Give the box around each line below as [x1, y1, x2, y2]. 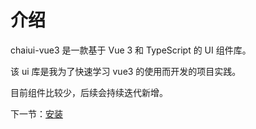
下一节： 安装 [10, 107, 63, 120]
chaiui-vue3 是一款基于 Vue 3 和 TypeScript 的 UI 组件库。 [10, 44, 252, 56]
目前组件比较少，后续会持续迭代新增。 [10, 86, 168, 98]
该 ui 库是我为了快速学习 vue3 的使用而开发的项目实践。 [10, 65, 242, 77]
